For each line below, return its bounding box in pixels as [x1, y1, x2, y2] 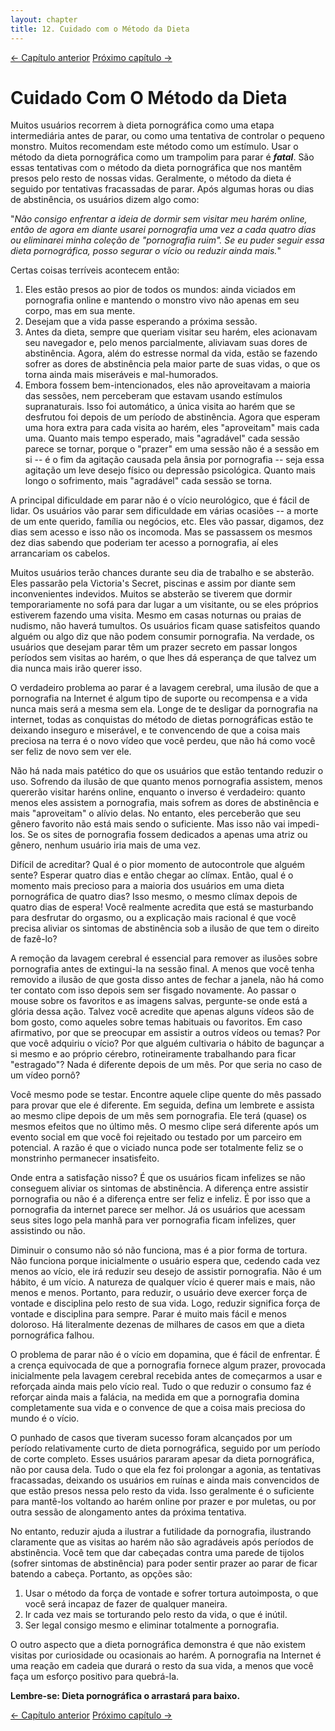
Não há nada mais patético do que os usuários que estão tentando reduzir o [10, 765, 324, 777]
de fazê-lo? [10, 933, 58, 945]
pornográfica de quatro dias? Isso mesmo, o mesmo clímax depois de [10, 891, 298, 903]
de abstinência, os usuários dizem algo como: [10, 194, 200, 206]
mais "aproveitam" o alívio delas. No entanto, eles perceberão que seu [10, 807, 302, 820]
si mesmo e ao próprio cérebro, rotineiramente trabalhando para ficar [10, 1048, 297, 1060]
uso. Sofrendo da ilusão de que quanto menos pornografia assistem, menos [10, 776, 323, 788]
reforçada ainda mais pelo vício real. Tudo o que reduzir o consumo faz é [10, 1381, 312, 1393]
